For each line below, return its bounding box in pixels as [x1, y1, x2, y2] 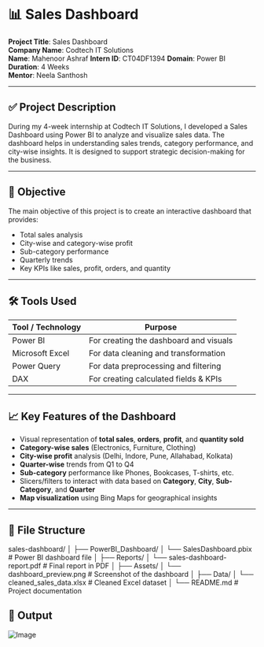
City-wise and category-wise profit [19, 238, 134, 247]
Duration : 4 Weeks [8, 61, 70, 71]
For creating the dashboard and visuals [89, 335, 233, 346]
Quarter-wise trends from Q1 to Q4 [19, 459, 135, 469]
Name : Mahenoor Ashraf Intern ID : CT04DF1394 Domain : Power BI [8, 54, 226, 63]
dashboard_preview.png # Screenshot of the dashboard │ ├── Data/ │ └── [8, 570, 254, 578]
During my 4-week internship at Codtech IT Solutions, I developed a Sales [8, 121, 247, 131]
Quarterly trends [19, 255, 73, 264]
